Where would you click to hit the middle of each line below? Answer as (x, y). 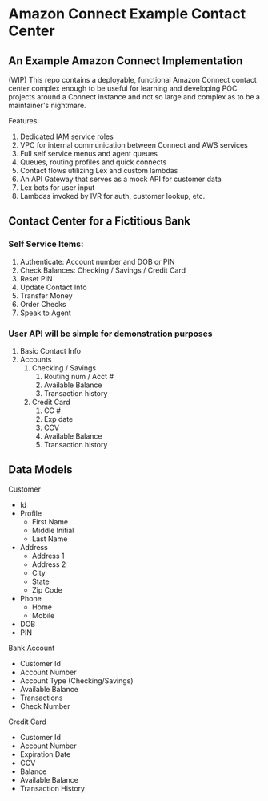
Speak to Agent (46, 313)
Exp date (58, 419)
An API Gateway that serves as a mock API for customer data (120, 179)
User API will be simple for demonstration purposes (110, 334)
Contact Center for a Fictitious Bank (99, 221)
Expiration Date (45, 754)
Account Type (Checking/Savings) (76, 680)
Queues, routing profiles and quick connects (93, 162)
